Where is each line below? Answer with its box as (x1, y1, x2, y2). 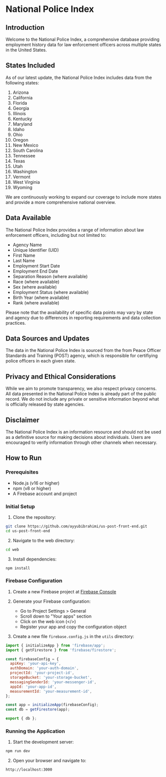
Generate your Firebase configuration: (12, 598, 91, 604)
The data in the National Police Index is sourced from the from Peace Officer (5, 348, 161, 353)
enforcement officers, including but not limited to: (5, 232, 107, 238)
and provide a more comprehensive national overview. (5, 199, 116, 205)
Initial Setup (5, 503, 35, 510)
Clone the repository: (12, 514, 56, 520)
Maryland (12, 121, 33, 127)
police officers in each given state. (5, 358, 76, 364)
